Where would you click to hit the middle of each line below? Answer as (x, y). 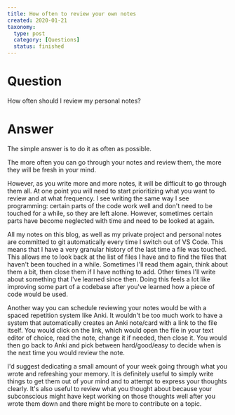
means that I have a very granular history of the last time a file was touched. (117, 249)
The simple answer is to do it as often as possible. (80, 148)
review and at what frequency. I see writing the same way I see (98, 198)
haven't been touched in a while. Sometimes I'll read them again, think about (117, 264)
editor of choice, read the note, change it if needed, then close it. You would (117, 338)
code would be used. (38, 294)
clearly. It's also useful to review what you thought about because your (110, 388)
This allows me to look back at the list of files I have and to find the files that (117, 257)
